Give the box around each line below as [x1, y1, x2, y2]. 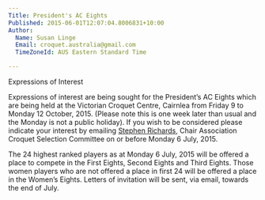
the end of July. [8, 183, 59, 192]
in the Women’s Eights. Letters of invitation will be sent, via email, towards [8, 175, 249, 184]
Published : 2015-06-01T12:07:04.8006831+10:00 [8, 19, 165, 27]
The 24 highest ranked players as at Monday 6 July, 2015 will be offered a [8, 149, 249, 159]
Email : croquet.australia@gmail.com [15, 41, 136, 49]
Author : [8, 26, 34, 34]
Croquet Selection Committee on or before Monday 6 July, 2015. [8, 134, 218, 143]
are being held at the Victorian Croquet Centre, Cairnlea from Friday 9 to [8, 100, 244, 110]
